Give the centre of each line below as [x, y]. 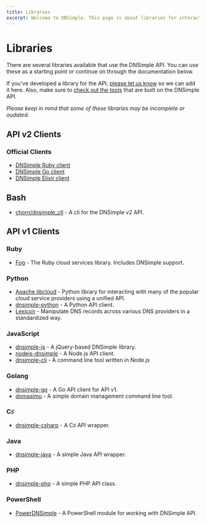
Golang [17, 376]
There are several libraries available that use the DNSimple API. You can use [102, 65]
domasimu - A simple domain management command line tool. [94, 396]
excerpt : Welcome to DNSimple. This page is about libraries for [91, 18]
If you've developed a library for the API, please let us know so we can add [101, 83]
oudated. [18, 115]
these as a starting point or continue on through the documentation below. [100, 72]
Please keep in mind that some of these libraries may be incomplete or [96, 109]
